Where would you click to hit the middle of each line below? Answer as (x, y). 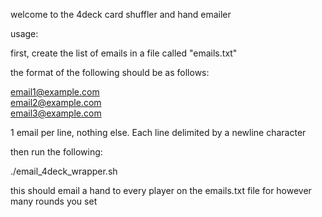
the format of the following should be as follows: (110, 72)
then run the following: (56, 152)
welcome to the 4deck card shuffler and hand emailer (121, 14)
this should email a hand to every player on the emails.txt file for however (161, 190)
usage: (24, 33)
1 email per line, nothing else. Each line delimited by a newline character (158, 132)
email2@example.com (56, 102)
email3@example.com (56, 113)
